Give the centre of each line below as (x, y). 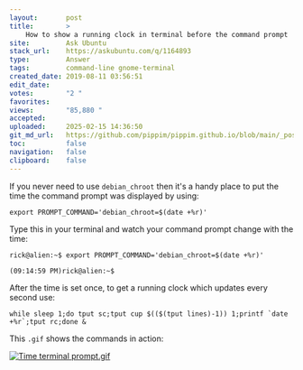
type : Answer (50, 60)
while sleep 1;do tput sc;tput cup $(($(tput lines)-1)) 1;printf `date (149, 314)
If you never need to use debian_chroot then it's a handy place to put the (144, 186)
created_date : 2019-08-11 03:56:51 (76, 77)
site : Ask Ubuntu (58, 43)
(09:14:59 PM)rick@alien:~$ (62, 271)
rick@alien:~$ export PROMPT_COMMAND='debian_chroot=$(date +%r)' (137, 255)
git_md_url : (32, 135)
